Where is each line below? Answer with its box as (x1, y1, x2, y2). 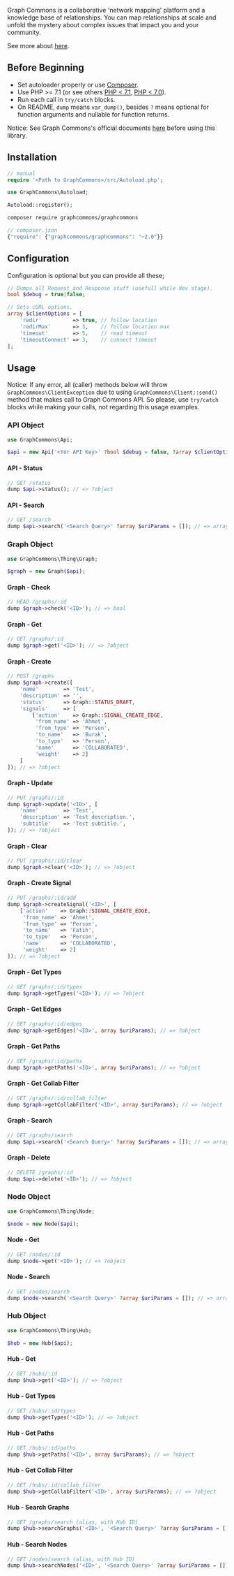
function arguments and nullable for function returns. (17, 110, 170, 118)
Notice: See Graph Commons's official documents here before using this (7, 124, 216, 132)
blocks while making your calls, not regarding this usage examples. (7, 403, 200, 411)
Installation (7, 152, 57, 163)
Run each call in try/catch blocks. (17, 95, 116, 103)
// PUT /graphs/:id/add (7, 894, 77, 902)
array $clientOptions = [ (7, 310, 82, 317)
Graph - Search (7, 1116, 52, 1125)
